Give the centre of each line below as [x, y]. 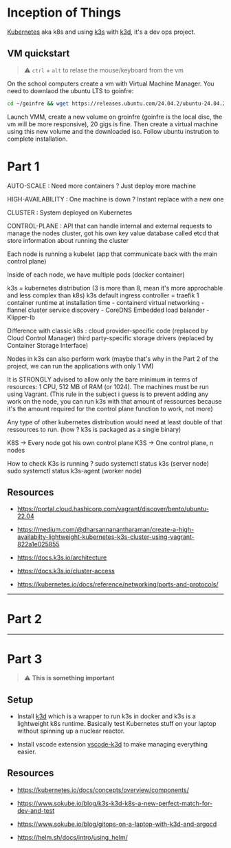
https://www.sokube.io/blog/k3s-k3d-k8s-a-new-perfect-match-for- [115, 803]
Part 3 [25, 659]
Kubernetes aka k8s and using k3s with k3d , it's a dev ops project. [101, 32]
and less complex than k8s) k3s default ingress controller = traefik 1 [103, 295]
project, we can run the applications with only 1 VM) [80, 366]
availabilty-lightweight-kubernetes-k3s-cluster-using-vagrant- [106, 537]
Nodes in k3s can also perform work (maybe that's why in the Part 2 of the [113, 358]
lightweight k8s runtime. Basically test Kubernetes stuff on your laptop [117, 724]
